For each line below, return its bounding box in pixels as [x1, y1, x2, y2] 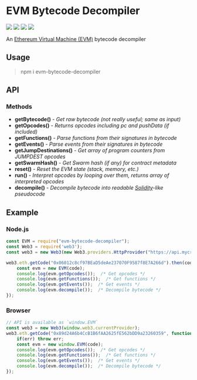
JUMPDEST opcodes [14, 153, 66, 160]
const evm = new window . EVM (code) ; [16, 341, 104, 347]
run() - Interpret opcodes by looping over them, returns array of [14, 172, 169, 179]
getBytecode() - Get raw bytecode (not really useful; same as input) [14, 116, 181, 123]
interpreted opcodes [14, 178, 64, 185]
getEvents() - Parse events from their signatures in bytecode [14, 141, 163, 148]
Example [6, 207, 39, 217]
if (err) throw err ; [16, 336, 64, 342]
